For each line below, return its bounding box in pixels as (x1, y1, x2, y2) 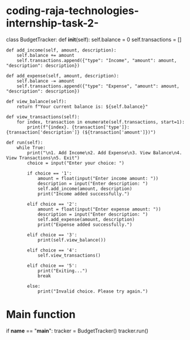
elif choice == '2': (27, 201, 77, 207)
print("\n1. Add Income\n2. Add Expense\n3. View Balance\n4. (27, 149, 182, 156)
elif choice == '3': (27, 232, 77, 238)
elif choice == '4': (27, 247, 77, 253)
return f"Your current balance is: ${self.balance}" (16, 104, 148, 110)
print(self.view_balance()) (37, 237, 107, 243)
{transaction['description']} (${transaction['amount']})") (6, 129, 157, 135)
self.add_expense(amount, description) (37, 216, 135, 222)
